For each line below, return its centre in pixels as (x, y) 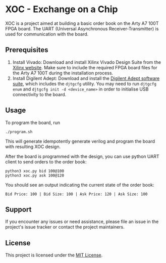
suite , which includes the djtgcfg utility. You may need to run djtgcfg (84, 83)
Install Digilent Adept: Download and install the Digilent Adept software (86, 78)
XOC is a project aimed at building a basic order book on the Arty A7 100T (82, 23)
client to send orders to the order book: (46, 162)
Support (18, 209)
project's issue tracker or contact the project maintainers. (65, 227)
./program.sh (19, 132)
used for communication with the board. (47, 34)
